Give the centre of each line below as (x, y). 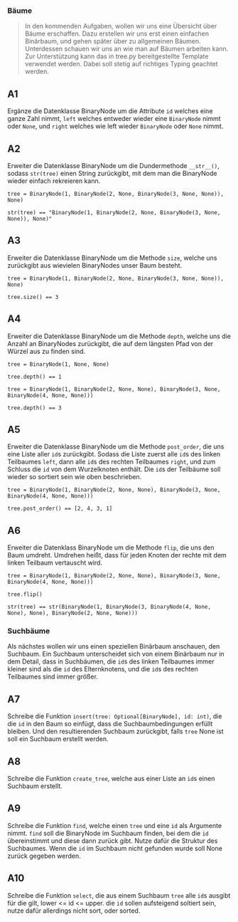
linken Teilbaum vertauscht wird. (55, 563)
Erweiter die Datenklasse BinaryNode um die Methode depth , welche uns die (119, 336)
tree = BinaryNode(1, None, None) (59, 364)
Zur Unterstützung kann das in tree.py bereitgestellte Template (117, 56)
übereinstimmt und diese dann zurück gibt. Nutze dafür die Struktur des (113, 840)
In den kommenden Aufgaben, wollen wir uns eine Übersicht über (121, 26)
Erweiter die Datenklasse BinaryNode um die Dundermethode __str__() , (114, 165)
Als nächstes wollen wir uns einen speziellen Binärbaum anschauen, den (114, 646)
